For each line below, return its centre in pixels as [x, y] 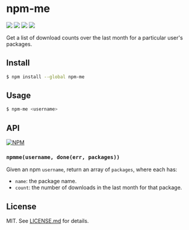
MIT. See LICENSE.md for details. [48, 221]
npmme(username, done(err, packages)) [63, 157]
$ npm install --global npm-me [45, 77]
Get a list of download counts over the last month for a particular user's [95, 37]
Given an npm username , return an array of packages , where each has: [92, 169]
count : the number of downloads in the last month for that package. [98, 187]
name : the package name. [46, 181]
